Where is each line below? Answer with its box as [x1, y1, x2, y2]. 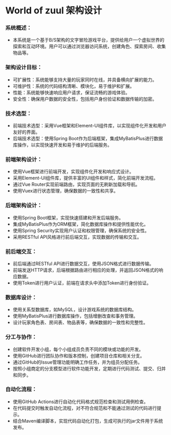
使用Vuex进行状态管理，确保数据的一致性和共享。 [12, 188, 119, 194]
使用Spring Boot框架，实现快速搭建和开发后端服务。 [12, 214, 124, 221]
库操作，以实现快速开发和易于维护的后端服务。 [12, 142, 112, 148]
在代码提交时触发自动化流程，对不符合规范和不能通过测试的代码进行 [12, 405, 157, 411]
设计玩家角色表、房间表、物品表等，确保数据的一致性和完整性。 [12, 319, 148, 326]
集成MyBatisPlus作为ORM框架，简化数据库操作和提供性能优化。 [12, 221, 149, 227]
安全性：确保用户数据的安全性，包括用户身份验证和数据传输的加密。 [12, 96, 157, 102]
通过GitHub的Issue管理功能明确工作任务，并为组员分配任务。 [12, 359, 143, 365]
